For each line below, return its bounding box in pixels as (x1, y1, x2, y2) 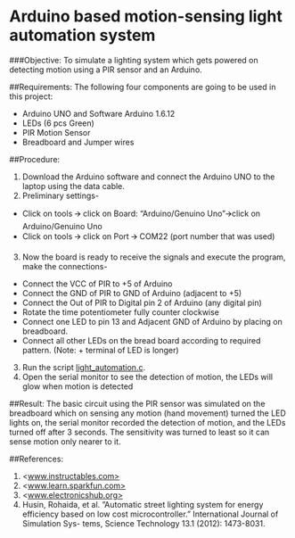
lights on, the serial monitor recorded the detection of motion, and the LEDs (9, 417, 286, 427)
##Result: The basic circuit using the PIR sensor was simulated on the (9, 398, 266, 409)
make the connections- (21, 261, 108, 271)
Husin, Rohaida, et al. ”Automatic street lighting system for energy (21, 499, 264, 509)
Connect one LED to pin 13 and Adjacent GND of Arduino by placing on (21, 316, 283, 327)
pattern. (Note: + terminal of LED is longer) (21, 344, 180, 355)
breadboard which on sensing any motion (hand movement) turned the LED (9, 408, 287, 418)
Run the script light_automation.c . (21, 361, 145, 372)
